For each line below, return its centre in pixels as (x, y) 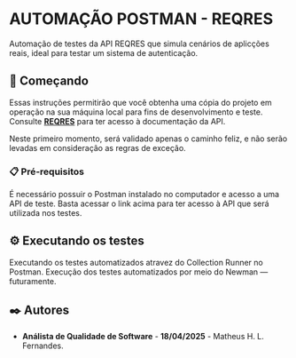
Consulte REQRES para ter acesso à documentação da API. (117, 121)
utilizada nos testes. (46, 213)
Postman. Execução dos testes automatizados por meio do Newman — (139, 272)
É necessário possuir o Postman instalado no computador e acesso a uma (144, 195)
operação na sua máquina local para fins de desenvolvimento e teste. (136, 112)
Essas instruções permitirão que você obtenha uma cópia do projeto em (140, 102)
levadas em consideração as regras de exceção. (97, 147)
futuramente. (33, 281)
